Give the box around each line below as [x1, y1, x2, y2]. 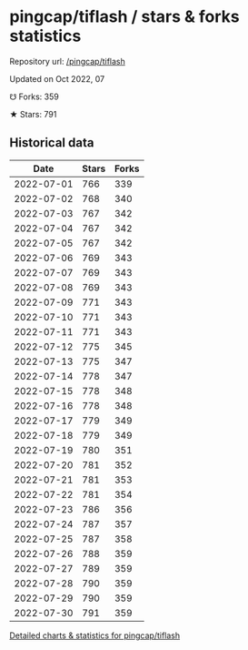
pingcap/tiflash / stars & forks [9, 6, 240, 27]
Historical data [9, 135, 94, 151]
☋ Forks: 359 [9, 91, 59, 102]
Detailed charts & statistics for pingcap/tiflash [9, 630, 181, 641]
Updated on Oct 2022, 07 [9, 73, 105, 84]
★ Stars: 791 [9, 108, 57, 119]
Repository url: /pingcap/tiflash [9, 56, 125, 66]
